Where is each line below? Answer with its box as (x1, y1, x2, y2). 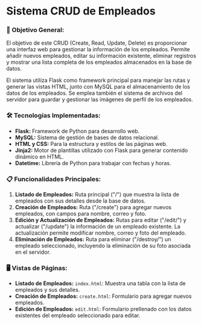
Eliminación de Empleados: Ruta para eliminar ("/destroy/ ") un (14, 236, 171, 243)
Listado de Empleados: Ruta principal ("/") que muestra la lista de (14, 191, 180, 198)
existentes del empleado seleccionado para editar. (14, 312, 140, 319)
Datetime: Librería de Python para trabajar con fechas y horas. (14, 159, 172, 166)
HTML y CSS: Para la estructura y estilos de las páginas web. (14, 140, 168, 147)
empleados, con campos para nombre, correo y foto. (14, 210, 147, 218)
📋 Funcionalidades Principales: (6, 175, 101, 183)
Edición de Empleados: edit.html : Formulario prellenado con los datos (14, 306, 192, 313)
